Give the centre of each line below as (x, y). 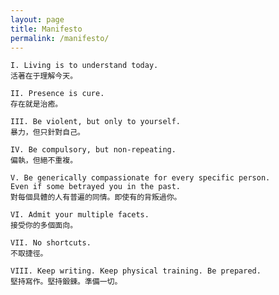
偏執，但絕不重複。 (44, 161)
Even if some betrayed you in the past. (96, 187)
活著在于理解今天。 (44, 76)
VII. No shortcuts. (51, 243)
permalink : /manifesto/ (60, 38)
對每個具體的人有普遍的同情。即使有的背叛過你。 (96, 197)
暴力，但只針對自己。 (47, 132)
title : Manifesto (46, 29)
